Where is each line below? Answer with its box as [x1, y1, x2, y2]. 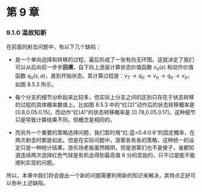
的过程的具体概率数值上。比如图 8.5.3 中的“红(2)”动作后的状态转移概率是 [14, 101, 195, 108]
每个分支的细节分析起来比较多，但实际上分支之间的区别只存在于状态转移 [14, 94, 194, 101]
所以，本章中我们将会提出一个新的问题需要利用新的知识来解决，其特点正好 [6, 172, 191, 179]
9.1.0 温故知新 [6, 28, 47, 37]
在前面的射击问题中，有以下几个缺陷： [6, 43, 101, 51]
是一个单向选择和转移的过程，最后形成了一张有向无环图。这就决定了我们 [14, 56, 194, 63]
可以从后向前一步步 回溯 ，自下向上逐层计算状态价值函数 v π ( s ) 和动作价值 [14, 64, 194, 72]
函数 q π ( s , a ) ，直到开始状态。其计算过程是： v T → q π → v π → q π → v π [14, 72, 188, 81]
